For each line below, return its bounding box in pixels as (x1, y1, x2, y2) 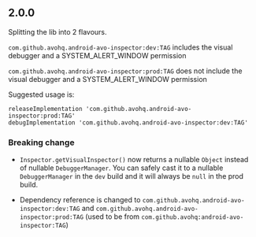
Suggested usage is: (8, 90, 75, 99)
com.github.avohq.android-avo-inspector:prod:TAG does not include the (8, 66, 243, 76)
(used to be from (85, 212, 140, 221)
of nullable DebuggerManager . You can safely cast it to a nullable (19, 163, 224, 172)
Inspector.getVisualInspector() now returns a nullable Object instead (19, 155, 249, 165)
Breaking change (8, 137, 75, 148)
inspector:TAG (19, 222, 66, 230)
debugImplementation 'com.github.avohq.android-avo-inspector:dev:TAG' (8, 118, 248, 127)
